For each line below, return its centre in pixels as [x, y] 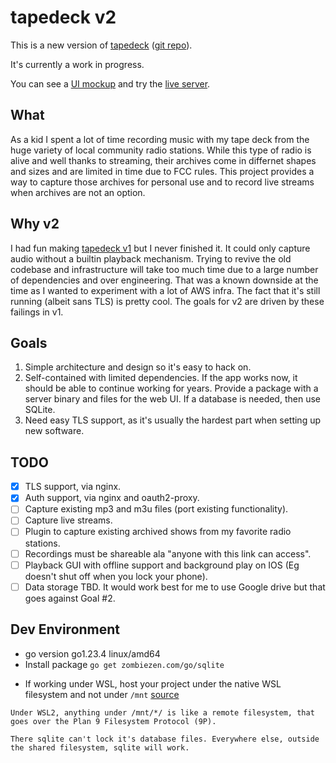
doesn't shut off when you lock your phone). [116, 576]
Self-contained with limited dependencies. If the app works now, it [161, 378]
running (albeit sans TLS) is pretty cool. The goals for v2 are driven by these [167, 301]
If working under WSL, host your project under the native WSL [153, 683]
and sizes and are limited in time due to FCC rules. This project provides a [162, 171]
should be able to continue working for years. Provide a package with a [171, 388]
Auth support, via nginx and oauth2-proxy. [112, 498]
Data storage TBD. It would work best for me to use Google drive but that [175, 587]
